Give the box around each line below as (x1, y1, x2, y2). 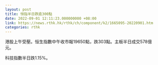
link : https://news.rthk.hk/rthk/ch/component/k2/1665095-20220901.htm (5, 20, 153, 26)
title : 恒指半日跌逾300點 (5, 12, 53, 16)
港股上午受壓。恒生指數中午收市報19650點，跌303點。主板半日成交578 (5, 39, 148, 45)
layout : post (5, 7, 32, 12)
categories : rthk (5, 25, 40, 30)
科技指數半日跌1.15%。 (5, 55, 51, 61)
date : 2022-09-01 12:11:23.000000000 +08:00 (5, 16, 97, 21)
